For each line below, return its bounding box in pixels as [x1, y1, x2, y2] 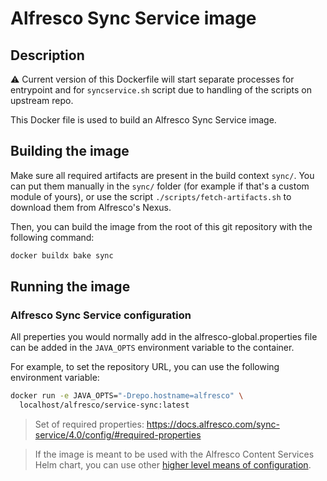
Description [10, 47, 85, 64]
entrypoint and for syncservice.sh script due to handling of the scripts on [10, 84, 312, 96]
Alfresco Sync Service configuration [10, 308, 192, 322]
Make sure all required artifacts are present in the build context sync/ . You [10, 169, 315, 181]
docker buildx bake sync [10, 250, 114, 261]
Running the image [10, 278, 131, 296]
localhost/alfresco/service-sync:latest [19, 400, 190, 411]
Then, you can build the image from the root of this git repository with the [10, 220, 313, 232]
